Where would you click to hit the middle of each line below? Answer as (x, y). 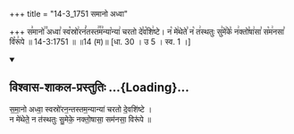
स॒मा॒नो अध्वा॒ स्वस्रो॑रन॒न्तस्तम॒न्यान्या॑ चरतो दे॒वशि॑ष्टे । (81, 109)
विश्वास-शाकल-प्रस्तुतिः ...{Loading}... (99, 88)
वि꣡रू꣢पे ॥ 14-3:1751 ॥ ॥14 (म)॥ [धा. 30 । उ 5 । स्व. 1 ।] (100, 42)
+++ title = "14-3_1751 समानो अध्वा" (68, 14)
